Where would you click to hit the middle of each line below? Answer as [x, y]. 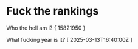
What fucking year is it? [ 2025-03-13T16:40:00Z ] [69, 39]
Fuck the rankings [53, 11]
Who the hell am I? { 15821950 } [46, 28]
